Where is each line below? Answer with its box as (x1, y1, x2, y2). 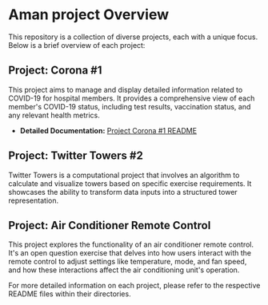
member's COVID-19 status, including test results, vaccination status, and (8, 101, 251, 111)
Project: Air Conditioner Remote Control (8, 218, 211, 232)
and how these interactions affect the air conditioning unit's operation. (8, 265, 240, 275)
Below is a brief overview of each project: (8, 40, 146, 50)
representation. (8, 196, 58, 205)
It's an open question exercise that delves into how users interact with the (8, 248, 252, 258)
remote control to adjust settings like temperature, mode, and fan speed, (8, 257, 247, 267)
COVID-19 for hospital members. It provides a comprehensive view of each (8, 93, 255, 103)
